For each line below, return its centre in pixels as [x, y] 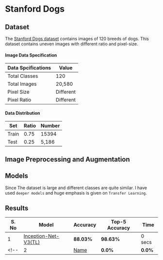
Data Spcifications [29, 68]
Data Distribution [23, 113]
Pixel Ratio [19, 100]
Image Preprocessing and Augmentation [67, 159]
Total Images [22, 84]
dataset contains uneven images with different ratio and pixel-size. [72, 44]
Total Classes [23, 76]
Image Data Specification [31, 55]
